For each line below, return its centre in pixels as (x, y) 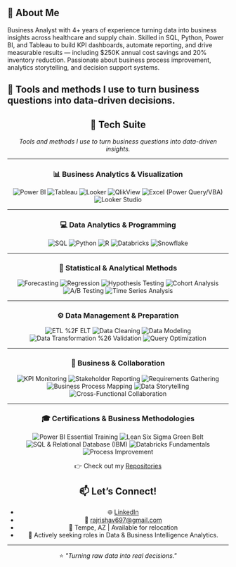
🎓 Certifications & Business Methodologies (118, 418)
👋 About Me (33, 13)
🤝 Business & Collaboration (118, 363)
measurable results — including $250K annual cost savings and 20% (107, 52)
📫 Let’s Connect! (118, 491)
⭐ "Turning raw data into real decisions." (118, 555)
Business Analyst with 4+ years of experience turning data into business (112, 30)
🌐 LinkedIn (123, 512)
